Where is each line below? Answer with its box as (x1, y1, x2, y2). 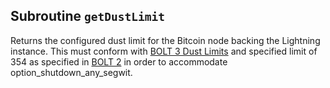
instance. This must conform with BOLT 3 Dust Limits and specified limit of (10, 45, 318, 57)
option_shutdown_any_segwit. (10, 66, 133, 78)
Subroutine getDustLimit (10, 8, 165, 25)
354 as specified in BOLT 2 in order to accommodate (10, 55, 228, 68)
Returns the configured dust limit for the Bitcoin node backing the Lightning (10, 34, 321, 46)
